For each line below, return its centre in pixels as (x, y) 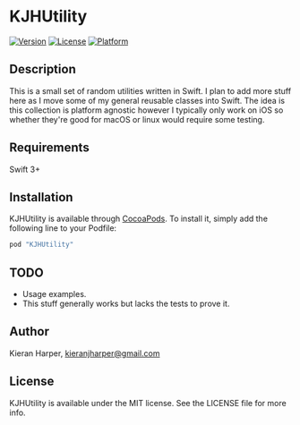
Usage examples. (54, 294)
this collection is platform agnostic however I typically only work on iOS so (146, 110)
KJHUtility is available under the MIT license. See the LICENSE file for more (148, 403)
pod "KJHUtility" (42, 245)
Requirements (49, 148)
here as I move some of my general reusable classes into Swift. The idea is (147, 100)
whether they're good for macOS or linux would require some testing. (137, 119)
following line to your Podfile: (63, 228)
